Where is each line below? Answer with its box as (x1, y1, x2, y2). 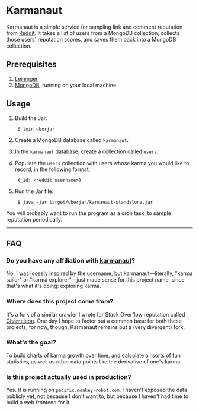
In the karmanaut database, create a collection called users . (14, 148, 159, 155)
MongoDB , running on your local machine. (14, 81, 118, 88)
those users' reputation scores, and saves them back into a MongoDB (6, 36, 176, 43)
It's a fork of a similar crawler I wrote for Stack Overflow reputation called (6, 311, 185, 318)
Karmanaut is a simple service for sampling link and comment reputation (6, 23, 183, 30)
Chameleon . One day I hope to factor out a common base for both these (6, 317, 182, 324)
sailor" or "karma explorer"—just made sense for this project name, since (6, 276, 185, 283)
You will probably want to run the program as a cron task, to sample (6, 209, 172, 217)
